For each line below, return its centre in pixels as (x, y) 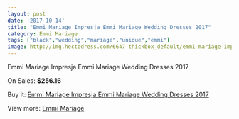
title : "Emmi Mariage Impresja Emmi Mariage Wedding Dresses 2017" (110, 27)
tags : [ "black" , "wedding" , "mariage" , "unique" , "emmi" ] (89, 40)
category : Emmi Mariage (43, 34)
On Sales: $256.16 (34, 81)
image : (17, 47)
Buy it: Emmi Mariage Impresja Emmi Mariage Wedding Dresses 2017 (108, 94)
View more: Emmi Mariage (46, 108)
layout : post (27, 14)
